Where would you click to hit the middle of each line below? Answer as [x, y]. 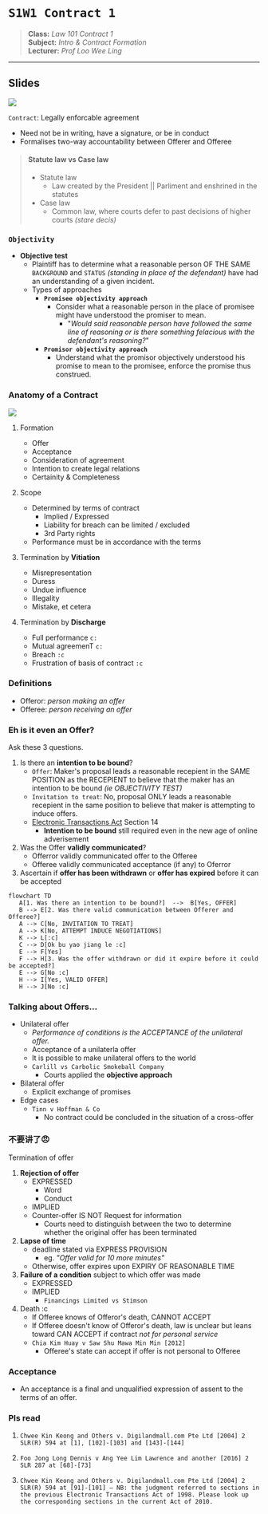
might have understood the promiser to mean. [131, 315]
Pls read [25, 1417]
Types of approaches [67, 290]
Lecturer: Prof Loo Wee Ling [75, 50]
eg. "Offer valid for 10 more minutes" [104, 1257]
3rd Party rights [69, 533]
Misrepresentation [61, 573]
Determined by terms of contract [85, 507]
